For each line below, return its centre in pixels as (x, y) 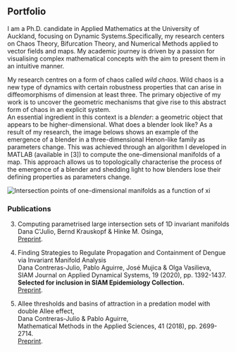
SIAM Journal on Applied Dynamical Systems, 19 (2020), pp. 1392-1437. (122, 275)
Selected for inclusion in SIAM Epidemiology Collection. (101, 283)
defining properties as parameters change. (69, 177)
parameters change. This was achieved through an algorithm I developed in (117, 146)
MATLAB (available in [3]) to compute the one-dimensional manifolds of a (114, 154)
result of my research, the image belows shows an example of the (103, 132)
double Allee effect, (46, 311)
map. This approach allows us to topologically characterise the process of (115, 162)
